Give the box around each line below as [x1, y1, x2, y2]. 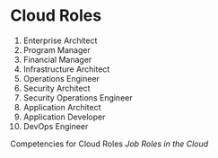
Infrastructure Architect [22, 64, 110, 75]
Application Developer [22, 111, 106, 122]
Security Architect [22, 83, 91, 93]
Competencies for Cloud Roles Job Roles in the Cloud [10, 138, 209, 149]
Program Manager [22, 44, 91, 55]
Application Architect [22, 101, 101, 112]
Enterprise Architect [22, 35, 98, 46]
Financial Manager [22, 54, 92, 65]
